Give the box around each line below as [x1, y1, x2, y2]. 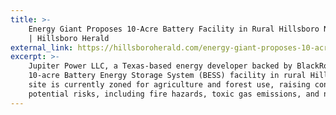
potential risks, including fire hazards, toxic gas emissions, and [28, 89, 320, 99]
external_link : [10, 42, 74, 53]
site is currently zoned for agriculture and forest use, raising [28, 80, 311, 90]
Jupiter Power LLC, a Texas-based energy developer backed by [28, 61, 293, 71]
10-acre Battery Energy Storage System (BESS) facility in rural [28, 71, 307, 81]
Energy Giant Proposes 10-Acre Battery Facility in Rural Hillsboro [28, 24, 320, 34]
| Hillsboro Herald [28, 33, 110, 43]
